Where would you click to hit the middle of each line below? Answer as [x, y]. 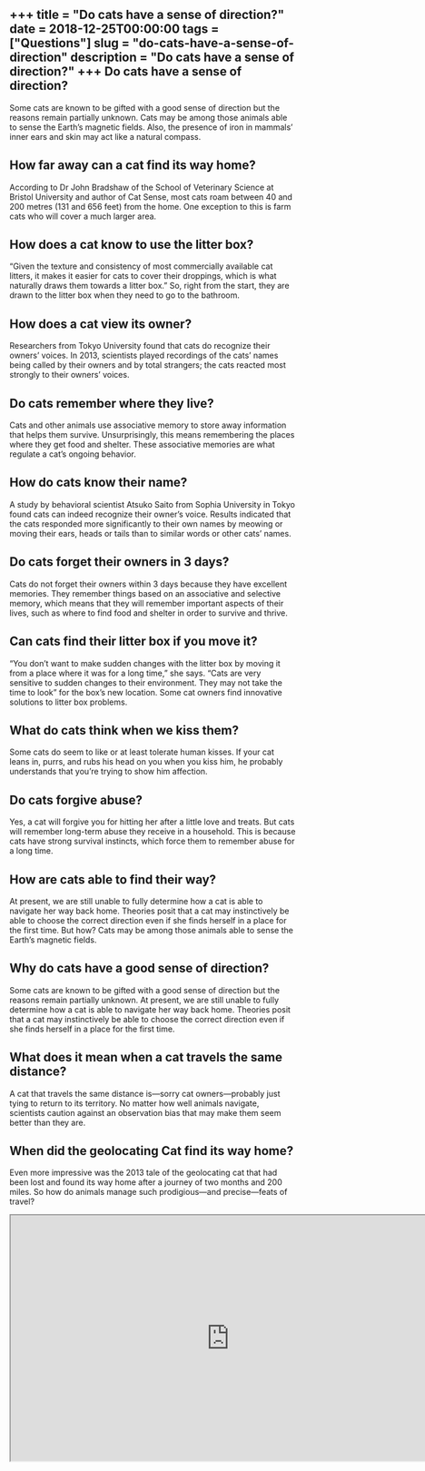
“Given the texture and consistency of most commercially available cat [141, 266]
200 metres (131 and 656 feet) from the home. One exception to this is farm [150, 206]
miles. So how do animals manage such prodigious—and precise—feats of [148, 1192]
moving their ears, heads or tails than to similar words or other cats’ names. [151, 533]
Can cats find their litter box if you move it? [133, 642]
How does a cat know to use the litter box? [132, 245]
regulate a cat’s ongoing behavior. [73, 454]
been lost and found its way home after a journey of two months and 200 [146, 1182]
